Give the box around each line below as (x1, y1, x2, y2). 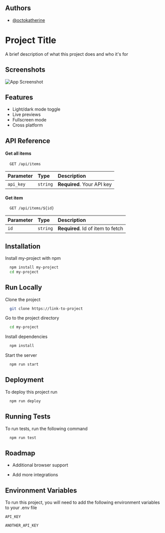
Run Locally (5, 283, 42, 292)
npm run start (9, 362, 39, 367)
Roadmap (5, 449, 36, 457)
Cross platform (12, 122, 43, 128)
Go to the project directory (5, 315, 59, 321)
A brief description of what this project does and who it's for (5, 51, 128, 57)
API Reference (5, 136, 51, 145)
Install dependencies (5, 333, 48, 340)
